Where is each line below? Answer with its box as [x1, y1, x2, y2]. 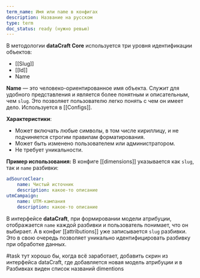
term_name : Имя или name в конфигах [6, 8, 98, 15]
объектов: [6, 49, 32, 56]
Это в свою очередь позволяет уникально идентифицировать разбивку [6, 234, 191, 241]
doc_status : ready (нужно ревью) [6, 25, 90, 32]
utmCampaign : [6, 193, 39, 199]
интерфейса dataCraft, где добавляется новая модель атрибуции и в [6, 258, 183, 265]
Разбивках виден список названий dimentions [6, 265, 124, 272]
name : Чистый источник [17, 182, 74, 188]
